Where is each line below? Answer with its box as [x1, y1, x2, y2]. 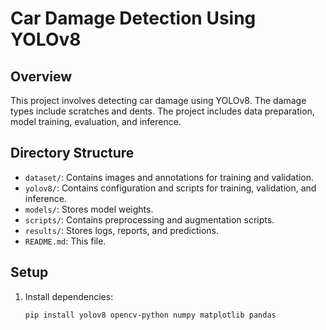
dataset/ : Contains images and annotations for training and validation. [24, 171, 315, 183]
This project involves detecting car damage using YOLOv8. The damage [10, 95, 307, 106]
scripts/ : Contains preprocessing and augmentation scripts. [24, 213, 275, 226]
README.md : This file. [24, 235, 107, 247]
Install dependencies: [24, 290, 114, 302]
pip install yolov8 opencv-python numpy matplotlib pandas [24, 310, 277, 320]
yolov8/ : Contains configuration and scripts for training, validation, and [24, 182, 317, 194]
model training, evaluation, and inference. [10, 116, 182, 127]
